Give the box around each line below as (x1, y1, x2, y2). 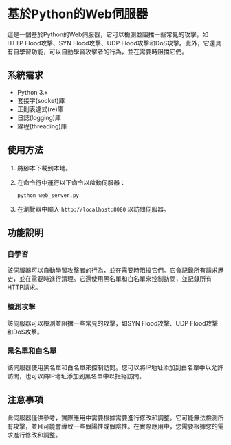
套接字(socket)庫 (16, 96, 65, 104)
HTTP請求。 (7, 283, 42, 292)
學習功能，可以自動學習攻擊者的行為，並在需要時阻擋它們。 (19, 47, 188, 56)
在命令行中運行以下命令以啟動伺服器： (16, 178, 126, 186)
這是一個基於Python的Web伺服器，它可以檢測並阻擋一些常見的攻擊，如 (7, 30, 209, 38)
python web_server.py (16, 192, 79, 199)
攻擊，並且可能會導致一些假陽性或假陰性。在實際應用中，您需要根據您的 (12, 422, 218, 430)
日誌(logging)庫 (16, 113, 62, 122)
